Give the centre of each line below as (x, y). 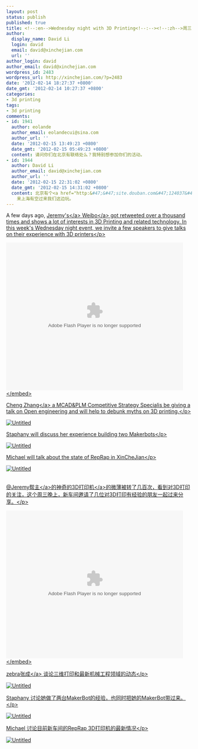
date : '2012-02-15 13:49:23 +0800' (55, 143)
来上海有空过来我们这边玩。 (45, 199)
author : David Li (33, 166)
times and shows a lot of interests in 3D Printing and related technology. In (96, 222)
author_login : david (32, 61)
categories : (21, 94)
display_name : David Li (40, 39)
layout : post (22, 12)
